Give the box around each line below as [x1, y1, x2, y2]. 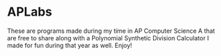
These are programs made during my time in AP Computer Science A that [7, 27, 216, 35]
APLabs [7, 4, 53, 20]
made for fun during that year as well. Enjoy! [7, 41, 132, 49]
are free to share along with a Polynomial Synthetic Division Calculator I [7, 33, 209, 42]
